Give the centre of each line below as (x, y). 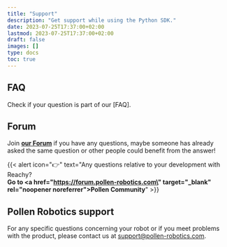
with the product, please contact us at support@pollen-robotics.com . (107, 236)
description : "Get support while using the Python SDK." (92, 20)
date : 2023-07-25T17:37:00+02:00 (56, 27)
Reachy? (20, 175)
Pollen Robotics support (61, 212)
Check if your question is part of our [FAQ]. (69, 104)
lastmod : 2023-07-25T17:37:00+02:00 (60, 33)
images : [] (23, 46)
